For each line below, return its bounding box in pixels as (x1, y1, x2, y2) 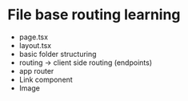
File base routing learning (7, 6, 181, 24)
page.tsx (18, 32, 49, 42)
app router (18, 66, 54, 75)
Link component (18, 75, 73, 84)
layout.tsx (18, 40, 52, 50)
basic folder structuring (18, 49, 97, 59)
